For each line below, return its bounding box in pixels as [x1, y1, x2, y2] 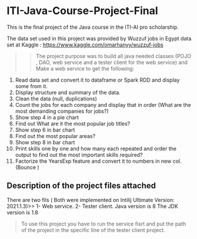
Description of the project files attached [6, 181, 156, 191]
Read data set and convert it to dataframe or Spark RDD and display [15, 76, 180, 83]
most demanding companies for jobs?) [15, 107, 109, 115]
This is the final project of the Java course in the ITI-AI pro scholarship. [6, 23, 179, 31]
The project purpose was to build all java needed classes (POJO [35, 52, 192, 59]
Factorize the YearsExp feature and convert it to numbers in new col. [15, 157, 182, 164]
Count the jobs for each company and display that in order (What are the [15, 101, 192, 108]
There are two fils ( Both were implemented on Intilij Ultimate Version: [6, 196, 175, 203]
